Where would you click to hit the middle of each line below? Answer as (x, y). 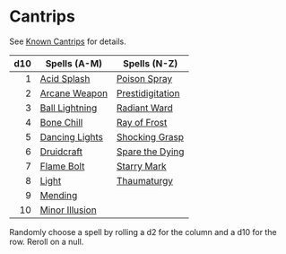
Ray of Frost (142, 122)
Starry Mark (142, 166)
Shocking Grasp (150, 136)
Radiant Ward (144, 108)
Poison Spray (144, 78)
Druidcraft (61, 152)
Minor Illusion (68, 210)
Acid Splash (65, 78)
